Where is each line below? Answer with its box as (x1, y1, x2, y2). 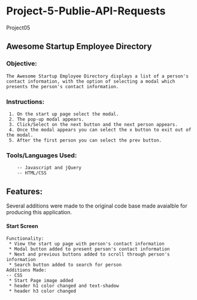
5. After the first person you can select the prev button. (8, 137, 162, 143)
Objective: (6, 59, 37, 68)
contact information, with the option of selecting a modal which (6, 78, 175, 85)
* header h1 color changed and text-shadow (8, 283, 119, 289)
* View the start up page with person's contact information (8, 241, 165, 247)
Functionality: (6, 236, 44, 242)
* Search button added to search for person (8, 262, 122, 268)
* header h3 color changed (8, 288, 77, 295)
